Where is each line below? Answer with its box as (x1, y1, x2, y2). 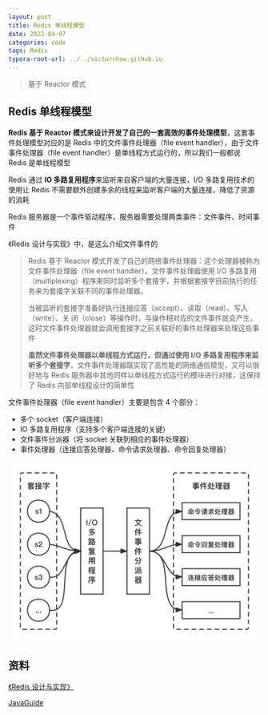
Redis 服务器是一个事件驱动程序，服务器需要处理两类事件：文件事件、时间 (8, 212, 254, 221)
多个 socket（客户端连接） (19, 414, 108, 424)
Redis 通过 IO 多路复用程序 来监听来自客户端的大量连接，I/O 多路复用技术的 (8, 175, 254, 184)
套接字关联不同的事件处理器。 (49, 285, 148, 296)
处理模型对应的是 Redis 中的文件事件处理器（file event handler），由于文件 (14, 137, 260, 147)
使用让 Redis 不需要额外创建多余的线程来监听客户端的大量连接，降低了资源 (8, 184, 255, 194)
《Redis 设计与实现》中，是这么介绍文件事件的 (8, 239, 158, 248)
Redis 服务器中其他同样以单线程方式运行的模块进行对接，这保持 (50, 370, 261, 380)
